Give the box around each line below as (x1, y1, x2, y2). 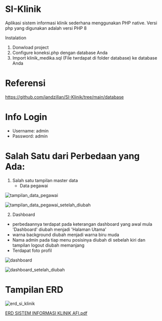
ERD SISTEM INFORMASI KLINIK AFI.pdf (5, 310, 88, 316)
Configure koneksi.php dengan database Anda (12, 50, 108, 56)
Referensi (5, 78, 46, 89)
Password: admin (12, 133, 48, 139)
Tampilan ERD (5, 284, 63, 295)
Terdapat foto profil (12, 247, 52, 254)
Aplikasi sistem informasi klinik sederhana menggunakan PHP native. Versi (5, 20, 158, 26)
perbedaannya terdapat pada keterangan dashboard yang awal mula (12, 221, 153, 227)
